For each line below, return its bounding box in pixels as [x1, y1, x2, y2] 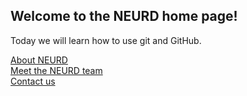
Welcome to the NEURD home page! [10, 8, 238, 25]
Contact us [10, 75, 56, 87]
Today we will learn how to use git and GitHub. [10, 34, 202, 46]
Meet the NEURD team [10, 64, 103, 76]
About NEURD [10, 54, 68, 66]
